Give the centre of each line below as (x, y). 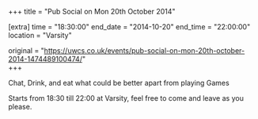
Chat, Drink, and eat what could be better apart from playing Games (119, 83)
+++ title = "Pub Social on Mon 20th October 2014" (92, 12)
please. (20, 107)
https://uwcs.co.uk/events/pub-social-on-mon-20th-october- (144, 50)
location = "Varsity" (40, 35)
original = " (27, 50)
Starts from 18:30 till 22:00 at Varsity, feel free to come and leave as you (126, 98)
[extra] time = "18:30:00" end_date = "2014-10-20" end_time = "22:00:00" (129, 27)
